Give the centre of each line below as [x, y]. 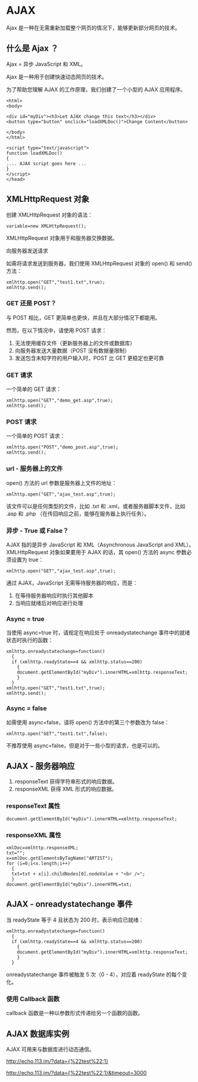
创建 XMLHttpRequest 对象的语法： [50, 215]
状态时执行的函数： [30, 640]
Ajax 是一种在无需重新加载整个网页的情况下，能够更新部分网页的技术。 [93, 28]
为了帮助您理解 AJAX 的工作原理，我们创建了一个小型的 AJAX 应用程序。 [96, 89]
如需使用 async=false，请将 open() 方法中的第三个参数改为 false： [88, 722]
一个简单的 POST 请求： [36, 436]
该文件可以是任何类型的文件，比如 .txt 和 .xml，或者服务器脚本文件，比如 [96, 506]
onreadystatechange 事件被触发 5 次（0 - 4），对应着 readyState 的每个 [94, 974]
